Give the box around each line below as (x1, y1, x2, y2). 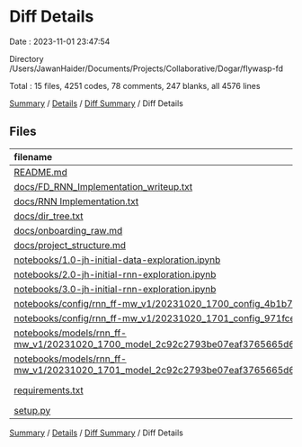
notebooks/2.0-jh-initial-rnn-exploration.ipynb (13, 268, 217, 281)
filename (13, 150, 53, 163)
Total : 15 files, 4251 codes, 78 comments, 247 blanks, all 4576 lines (9, 80, 261, 91)
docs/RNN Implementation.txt (13, 195, 139, 208)
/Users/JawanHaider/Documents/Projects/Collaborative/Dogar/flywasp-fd (9, 63, 284, 74)
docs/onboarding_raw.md (13, 224, 123, 237)
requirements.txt (13, 384, 84, 397)
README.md (13, 165, 67, 178)
